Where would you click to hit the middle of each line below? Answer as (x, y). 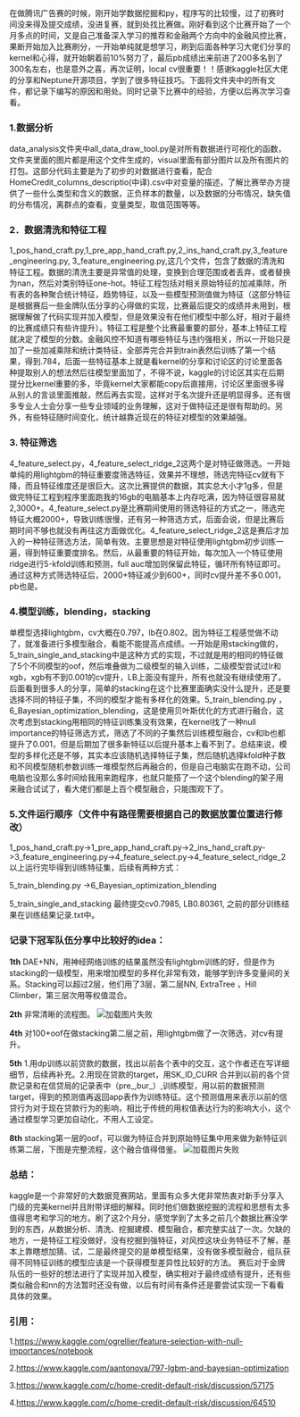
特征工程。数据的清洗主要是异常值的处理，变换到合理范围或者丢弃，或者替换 (150, 271)
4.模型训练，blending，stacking (80, 612)
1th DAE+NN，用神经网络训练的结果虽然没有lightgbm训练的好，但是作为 (142, 962)
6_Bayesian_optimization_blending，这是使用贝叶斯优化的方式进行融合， (143, 711)
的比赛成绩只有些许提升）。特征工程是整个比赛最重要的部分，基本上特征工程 (148, 328)
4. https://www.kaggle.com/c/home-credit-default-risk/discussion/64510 (143, 1403)
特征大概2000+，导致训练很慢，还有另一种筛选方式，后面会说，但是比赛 (143, 519)
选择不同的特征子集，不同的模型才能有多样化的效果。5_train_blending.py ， (148, 700)
